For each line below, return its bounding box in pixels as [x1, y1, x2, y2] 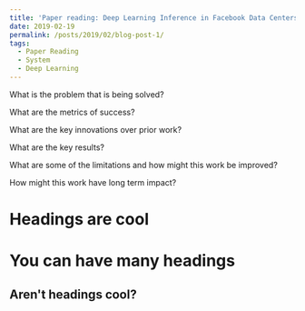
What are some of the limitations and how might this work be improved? [9, 159, 279, 170]
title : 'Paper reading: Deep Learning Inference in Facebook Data [9, 13, 266, 23]
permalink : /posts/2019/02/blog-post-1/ [9, 30, 165, 39]
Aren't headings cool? [9, 286, 138, 302]
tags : [9, 38, 30, 48]
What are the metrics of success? [9, 106, 135, 117]
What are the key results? [9, 142, 104, 153]
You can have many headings [9, 251, 236, 271]
